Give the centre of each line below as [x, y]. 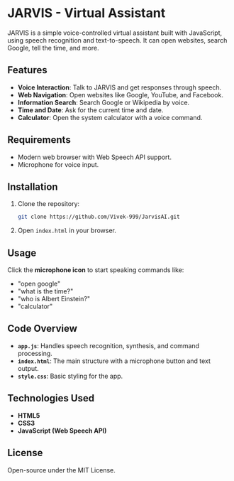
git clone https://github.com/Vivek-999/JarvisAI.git [99, 217]
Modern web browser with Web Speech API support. [95, 157]
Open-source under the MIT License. [61, 470]
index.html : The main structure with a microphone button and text [114, 361]
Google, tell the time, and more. [53, 48]
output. [28, 368]
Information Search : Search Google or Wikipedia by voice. [104, 102]
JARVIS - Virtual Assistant [87, 13]
